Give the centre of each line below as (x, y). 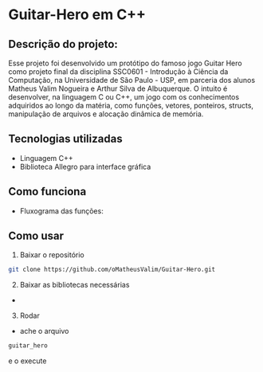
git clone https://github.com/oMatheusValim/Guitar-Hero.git (112, 270)
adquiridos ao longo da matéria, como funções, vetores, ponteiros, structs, (131, 106)
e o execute (27, 361)
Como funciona (47, 192)
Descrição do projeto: (63, 44)
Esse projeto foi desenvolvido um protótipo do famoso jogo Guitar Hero (125, 63)
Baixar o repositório (52, 255)
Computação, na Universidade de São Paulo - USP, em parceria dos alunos (132, 80)
